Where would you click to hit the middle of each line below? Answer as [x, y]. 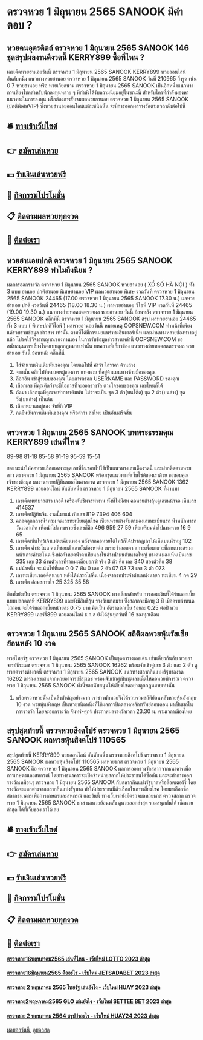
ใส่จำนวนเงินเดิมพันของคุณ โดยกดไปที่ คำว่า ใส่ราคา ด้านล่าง [75, 365]
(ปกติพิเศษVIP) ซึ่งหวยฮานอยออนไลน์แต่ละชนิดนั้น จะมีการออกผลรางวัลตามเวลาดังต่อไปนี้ [96, 106]
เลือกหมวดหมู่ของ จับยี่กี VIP [44, 406]
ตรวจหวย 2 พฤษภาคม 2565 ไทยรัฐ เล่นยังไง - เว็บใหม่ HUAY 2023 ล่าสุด [84, 987]
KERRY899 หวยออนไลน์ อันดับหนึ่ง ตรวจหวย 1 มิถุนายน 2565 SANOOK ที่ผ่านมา [93, 488]
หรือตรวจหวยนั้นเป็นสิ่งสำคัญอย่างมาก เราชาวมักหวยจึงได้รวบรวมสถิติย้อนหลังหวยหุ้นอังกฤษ [106, 697]
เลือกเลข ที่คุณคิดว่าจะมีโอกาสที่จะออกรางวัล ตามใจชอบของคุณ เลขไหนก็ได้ [89, 386]
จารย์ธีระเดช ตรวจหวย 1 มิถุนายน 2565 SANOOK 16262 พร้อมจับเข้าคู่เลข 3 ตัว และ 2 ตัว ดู [102, 665]
